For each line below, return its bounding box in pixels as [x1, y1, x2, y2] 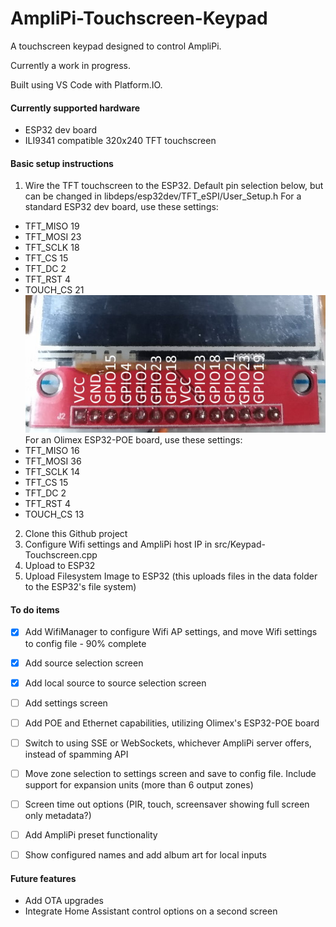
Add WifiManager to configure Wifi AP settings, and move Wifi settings [24, 626, 318, 638]
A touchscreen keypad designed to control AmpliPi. [10, 40, 222, 52]
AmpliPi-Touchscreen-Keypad [10, 7, 268, 30]
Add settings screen [24, 697, 108, 709]
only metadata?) [24, 809, 92, 821]
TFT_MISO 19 [24, 220, 80, 232]
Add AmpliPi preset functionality [24, 828, 158, 841]
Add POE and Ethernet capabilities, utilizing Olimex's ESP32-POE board [24, 717, 320, 729]
